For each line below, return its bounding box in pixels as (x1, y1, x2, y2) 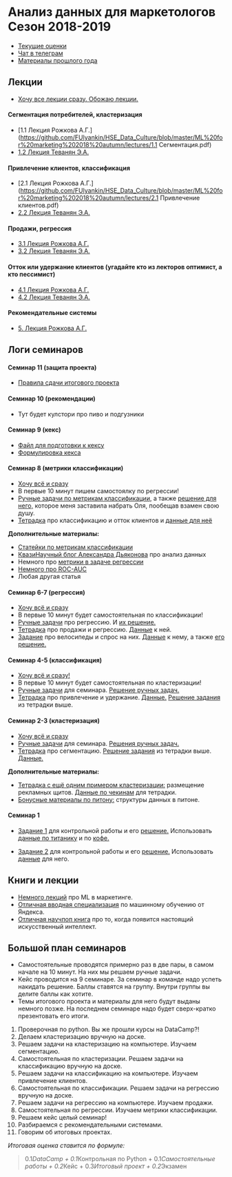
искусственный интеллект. (17, 922, 97, 930)
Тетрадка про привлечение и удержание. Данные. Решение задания (17, 693, 221, 702)
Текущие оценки (17, 41, 67, 50)
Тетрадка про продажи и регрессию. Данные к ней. (17, 626, 172, 634)
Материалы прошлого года (17, 56, 98, 64)
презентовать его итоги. (17, 1012, 89, 1020)
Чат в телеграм (17, 49, 64, 57)
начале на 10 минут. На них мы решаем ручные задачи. (17, 968, 182, 976)
